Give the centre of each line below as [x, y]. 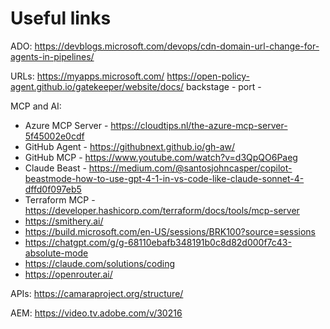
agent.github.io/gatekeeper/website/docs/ [97, 86]
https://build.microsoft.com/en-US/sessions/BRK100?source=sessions [170, 231]
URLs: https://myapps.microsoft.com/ [87, 76]
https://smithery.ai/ [64, 221]
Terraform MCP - [60, 199]
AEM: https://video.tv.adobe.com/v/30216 [96, 313]
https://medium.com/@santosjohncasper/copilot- [190, 168]
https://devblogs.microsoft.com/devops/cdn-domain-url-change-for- [177, 46]
